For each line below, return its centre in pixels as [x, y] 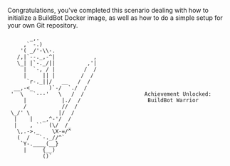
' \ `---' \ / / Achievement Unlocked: [111, 94]
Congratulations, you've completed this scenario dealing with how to [108, 10]
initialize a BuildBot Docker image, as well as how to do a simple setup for [115, 18]
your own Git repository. [43, 25]
